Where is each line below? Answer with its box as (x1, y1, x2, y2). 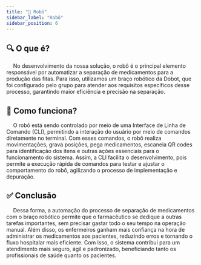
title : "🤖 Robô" (6, 8, 47, 15)
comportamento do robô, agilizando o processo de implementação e (6, 167, 177, 174)
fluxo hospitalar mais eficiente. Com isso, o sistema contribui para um (6, 238, 180, 246)
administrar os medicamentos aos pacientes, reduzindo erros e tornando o (6, 232, 193, 240)
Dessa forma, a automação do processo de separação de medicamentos (13, 206, 195, 214)
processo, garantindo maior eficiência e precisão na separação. (6, 88, 165, 96)
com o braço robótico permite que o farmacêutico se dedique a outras (6, 213, 182, 220)
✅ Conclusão (6, 191, 57, 201)
